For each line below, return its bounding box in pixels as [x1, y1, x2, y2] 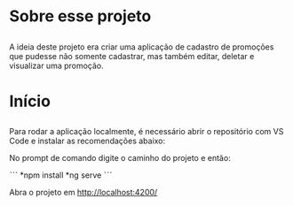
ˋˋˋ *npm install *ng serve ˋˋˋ [9, 170, 113, 180]
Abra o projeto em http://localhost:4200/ [9, 187, 158, 198]
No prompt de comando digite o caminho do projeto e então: [9, 153, 231, 164]
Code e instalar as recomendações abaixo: [9, 135, 166, 147]
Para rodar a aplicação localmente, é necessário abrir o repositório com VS [9, 126, 284, 137]
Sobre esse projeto [9, 6, 152, 27]
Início [9, 91, 51, 111]
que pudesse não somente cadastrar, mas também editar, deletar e [9, 50, 255, 61]
